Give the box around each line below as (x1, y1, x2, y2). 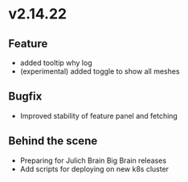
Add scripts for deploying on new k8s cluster (19, 164, 170, 173)
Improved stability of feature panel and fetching (19, 111, 178, 120)
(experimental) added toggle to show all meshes (19, 67, 180, 76)
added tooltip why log (19, 58, 92, 67)
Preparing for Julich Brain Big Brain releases (19, 156, 167, 165)
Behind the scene (8, 134, 98, 148)
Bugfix (8, 90, 43, 103)
